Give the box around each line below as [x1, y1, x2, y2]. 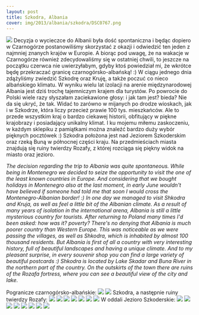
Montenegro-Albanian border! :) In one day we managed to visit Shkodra [6, 194, 186, 202]
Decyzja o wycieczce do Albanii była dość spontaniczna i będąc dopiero [13, 37, 191, 44]
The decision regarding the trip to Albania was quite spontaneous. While [6, 162, 185, 170]
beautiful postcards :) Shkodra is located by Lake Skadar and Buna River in [6, 258, 192, 265]
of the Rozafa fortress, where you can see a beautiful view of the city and [6, 270, 188, 277]
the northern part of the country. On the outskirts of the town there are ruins [6, 264, 194, 271]
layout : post [6, 8, 39, 15]
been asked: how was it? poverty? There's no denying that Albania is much [6, 220, 191, 227]
